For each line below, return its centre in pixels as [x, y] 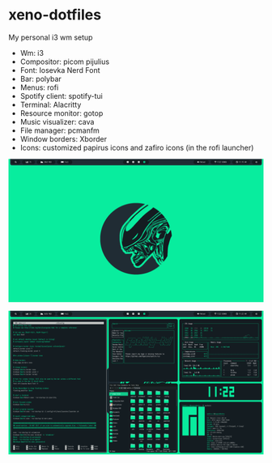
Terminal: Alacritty [51, 104]
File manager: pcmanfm [59, 130]
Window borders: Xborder [64, 138]
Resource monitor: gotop [62, 113]
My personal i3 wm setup [51, 37]
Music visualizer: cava [57, 121]
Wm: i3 [32, 53]
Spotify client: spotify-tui [61, 96]
